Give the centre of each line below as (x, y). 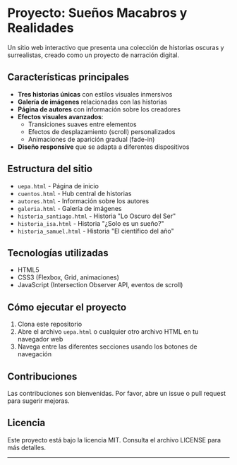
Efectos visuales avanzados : (60, 116)
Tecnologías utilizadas (58, 253)
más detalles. (27, 447)
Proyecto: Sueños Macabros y (97, 13)
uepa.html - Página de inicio (58, 186)
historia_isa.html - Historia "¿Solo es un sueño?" (91, 223)
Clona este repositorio (50, 324)
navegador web (40, 339)
